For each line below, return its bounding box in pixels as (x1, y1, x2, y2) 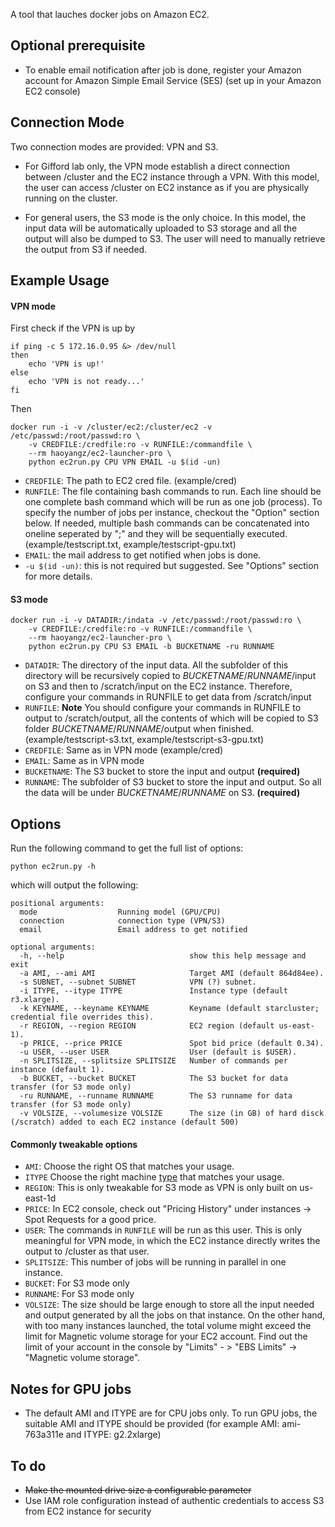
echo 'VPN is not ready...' (28, 377, 145, 387)
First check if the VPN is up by (10, 322, 136, 334)
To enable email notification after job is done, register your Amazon (24, 64, 302, 76)
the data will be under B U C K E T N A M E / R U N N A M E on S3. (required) (24, 787, 301, 799)
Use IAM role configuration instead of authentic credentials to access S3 (24, 1495, 325, 1507)
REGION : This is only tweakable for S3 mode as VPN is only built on (24, 1182, 298, 1194)
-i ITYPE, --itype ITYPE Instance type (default (19, 986, 288, 996)
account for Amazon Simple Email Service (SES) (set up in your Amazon (24, 74, 322, 86)
